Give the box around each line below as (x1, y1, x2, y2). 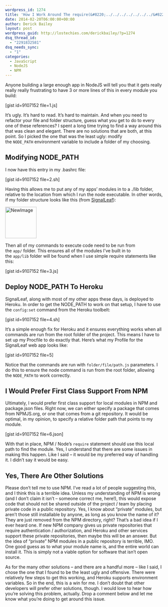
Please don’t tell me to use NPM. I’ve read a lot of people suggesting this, (5, 485, 156, 491)
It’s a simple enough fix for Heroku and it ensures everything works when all (5, 326, 161, 332)
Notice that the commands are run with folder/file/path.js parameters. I (5, 361, 158, 367)
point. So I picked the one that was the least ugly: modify (5, 134, 122, 139)
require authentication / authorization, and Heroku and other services (5, 528, 148, 534)
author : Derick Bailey (5, 21, 52, 27)
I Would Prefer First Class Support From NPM (5, 387, 148, 395)
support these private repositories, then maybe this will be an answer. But (5, 533, 157, 539)
